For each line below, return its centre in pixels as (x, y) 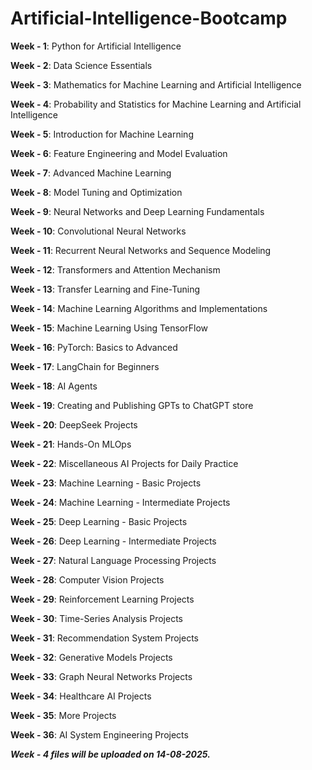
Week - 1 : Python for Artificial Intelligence (96, 46)
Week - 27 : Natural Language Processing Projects (113, 560)
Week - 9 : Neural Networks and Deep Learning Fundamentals (137, 211)
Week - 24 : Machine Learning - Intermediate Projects (120, 502)
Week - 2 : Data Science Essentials (81, 65)
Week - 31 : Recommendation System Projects (104, 638)
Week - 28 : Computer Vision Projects (87, 579)
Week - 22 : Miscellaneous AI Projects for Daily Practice (124, 463)
